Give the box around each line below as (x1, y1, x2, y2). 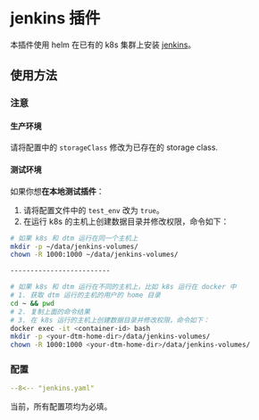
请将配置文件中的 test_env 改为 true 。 (22, 204, 164, 215)
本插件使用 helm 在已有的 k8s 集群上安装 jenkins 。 (10, 39, 196, 50)
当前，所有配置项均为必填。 (10, 401, 113, 412)
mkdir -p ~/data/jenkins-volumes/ (10, 242, 139, 251)
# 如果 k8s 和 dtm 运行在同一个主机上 (10, 234, 138, 243)
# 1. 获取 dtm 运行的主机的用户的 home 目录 (10, 291, 162, 300)
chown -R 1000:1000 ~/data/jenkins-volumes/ (10, 251, 179, 259)
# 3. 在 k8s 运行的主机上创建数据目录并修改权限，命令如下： (10, 316, 210, 325)
